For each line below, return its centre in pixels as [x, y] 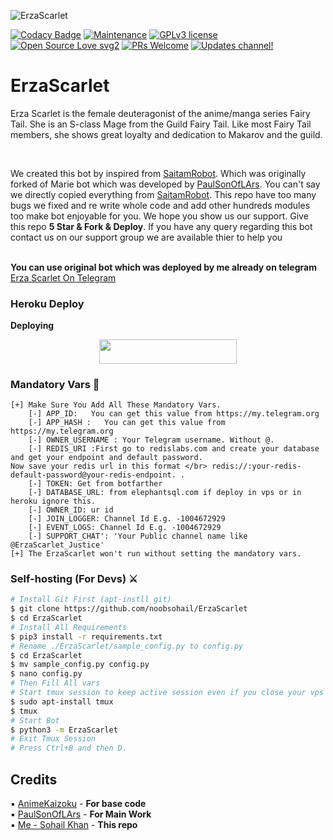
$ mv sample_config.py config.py [80, 665]
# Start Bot [35, 720]
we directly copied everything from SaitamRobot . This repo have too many [163, 194]
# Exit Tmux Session [53, 739]
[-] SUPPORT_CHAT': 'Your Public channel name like [138, 536]
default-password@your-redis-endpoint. [93, 475]
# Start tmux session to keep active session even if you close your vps [167, 693]
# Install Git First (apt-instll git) [91, 600]
